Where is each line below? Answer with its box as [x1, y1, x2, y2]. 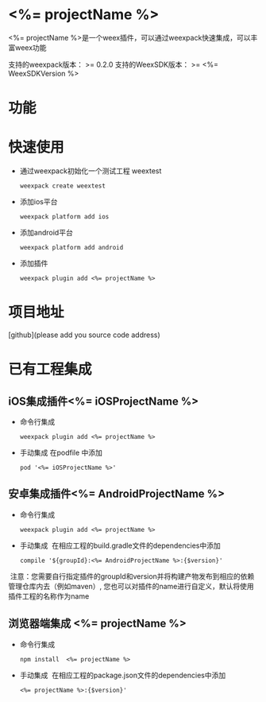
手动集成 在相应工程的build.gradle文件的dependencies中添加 [19, 541, 221, 550]
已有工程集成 [8, 360, 93, 378]
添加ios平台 [19, 197, 58, 207]
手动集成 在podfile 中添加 [19, 448, 103, 457]
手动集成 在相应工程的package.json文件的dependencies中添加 [19, 670, 226, 680]
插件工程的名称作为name [8, 591, 90, 601]
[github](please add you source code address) [8, 330, 160, 339]
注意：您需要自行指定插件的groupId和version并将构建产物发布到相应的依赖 [10, 571, 255, 581]
